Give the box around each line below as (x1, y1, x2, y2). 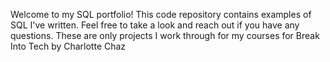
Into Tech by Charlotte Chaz (10, 40, 127, 52)
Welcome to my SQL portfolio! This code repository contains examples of (10, 9, 312, 20)
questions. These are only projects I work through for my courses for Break (10, 30, 320, 41)
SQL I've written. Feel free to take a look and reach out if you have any (10, 19, 300, 31)
